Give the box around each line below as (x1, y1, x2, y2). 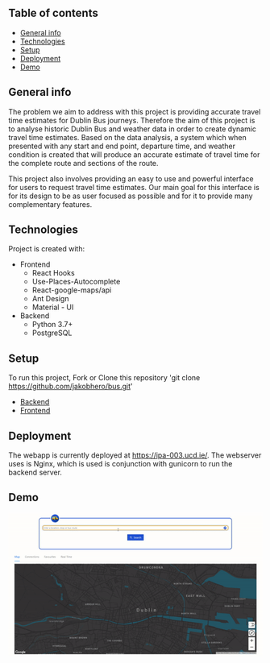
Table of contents (8, 6, 98, 20)
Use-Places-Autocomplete (31, 277, 121, 287)
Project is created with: (8, 244, 85, 254)
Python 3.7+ (31, 320, 73, 329)
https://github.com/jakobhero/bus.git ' (8, 382, 133, 392)
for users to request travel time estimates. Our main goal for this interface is (8, 182, 260, 192)
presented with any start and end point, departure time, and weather (8, 141, 236, 151)
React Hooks (31, 268, 75, 278)
